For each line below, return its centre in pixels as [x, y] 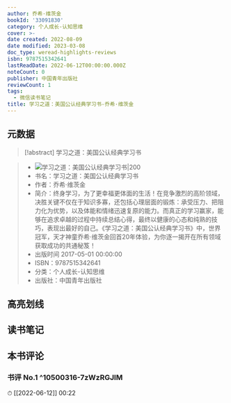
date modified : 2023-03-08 [46, 46]
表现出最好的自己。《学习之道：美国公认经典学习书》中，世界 [134, 228]
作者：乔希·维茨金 [60, 184]
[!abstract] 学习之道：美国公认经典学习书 [83, 152]
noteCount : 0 [26, 72]
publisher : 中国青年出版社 [43, 78]
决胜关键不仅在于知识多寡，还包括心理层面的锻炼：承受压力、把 [126, 202]
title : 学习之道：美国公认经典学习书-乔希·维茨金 [71, 104]
